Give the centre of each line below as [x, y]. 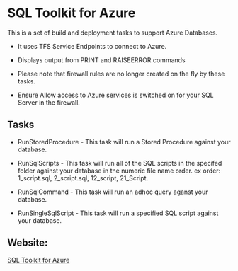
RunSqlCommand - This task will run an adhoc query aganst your [113, 192]
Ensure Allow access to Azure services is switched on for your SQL [115, 95]
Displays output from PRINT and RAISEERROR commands [101, 60]
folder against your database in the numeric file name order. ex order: [119, 171]
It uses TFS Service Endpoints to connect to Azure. [92, 46]
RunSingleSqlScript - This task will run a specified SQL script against [118, 213]
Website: [28, 243]
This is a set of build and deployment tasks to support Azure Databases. [113, 33]
